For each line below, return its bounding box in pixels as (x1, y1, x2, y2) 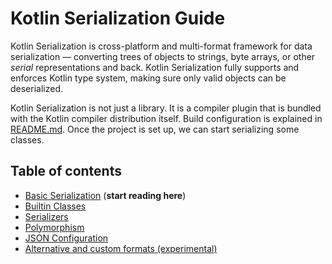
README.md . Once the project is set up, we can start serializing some (10, 123, 300, 135)
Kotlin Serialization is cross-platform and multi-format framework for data (10, 40, 313, 52)
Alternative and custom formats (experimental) (24, 242, 218, 254)
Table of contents (10, 163, 122, 180)
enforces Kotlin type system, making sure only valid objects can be (10, 72, 287, 84)
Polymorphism (24, 221, 85, 233)
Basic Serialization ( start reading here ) (24, 189, 187, 201)
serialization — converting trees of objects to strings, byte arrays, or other (10, 50, 316, 62)
